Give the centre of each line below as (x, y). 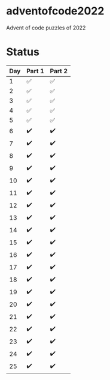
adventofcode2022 (55, 11)
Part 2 (59, 71)
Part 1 (35, 71)
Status (23, 52)
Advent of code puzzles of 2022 (46, 28)
